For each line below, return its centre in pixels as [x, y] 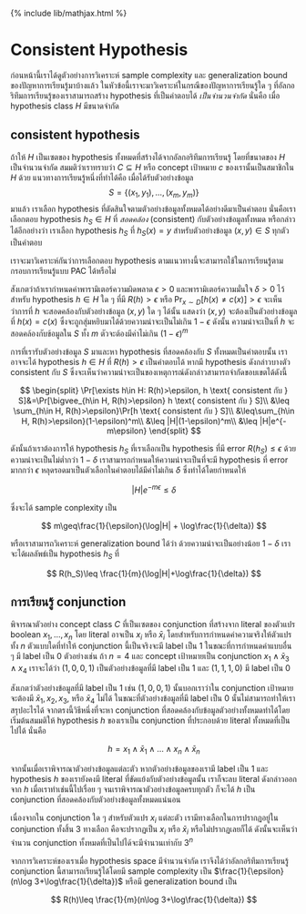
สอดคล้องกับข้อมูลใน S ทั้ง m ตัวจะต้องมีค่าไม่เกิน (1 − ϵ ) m [100, 332]
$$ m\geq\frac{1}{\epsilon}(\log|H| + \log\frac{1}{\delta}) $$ [154, 526]
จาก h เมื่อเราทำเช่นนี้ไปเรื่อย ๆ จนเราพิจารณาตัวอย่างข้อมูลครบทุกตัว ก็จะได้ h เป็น [133, 789]
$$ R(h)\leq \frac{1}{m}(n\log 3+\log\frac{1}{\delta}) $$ [154, 899]
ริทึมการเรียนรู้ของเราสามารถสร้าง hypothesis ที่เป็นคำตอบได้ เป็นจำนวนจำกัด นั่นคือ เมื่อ [145, 96]
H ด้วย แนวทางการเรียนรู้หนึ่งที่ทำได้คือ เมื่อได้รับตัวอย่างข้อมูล [102, 178]
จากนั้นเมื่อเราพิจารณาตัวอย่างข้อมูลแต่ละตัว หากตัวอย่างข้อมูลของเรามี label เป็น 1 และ [139, 768]
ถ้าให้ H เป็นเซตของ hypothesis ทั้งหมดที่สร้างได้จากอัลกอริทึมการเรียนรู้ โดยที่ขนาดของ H [148, 157]
